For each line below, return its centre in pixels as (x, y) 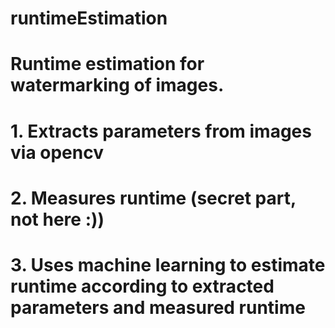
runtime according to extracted (142, 286)
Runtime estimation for (107, 64)
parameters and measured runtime (158, 307)
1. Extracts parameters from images (161, 131)
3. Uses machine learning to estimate (168, 264)
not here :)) (57, 219)
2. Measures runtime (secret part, (153, 198)
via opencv (57, 152)
